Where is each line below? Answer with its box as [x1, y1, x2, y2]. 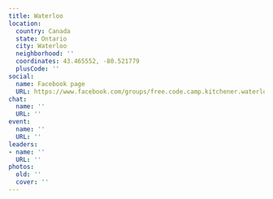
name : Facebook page [15, 80, 85, 88]
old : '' [15, 171, 42, 179]
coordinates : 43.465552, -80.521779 [15, 58, 140, 66]
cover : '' [15, 178, 49, 187]
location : [8, 19, 42, 28]
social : [8, 72, 35, 80]
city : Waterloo [15, 42, 67, 50]
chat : [8, 95, 27, 103]
